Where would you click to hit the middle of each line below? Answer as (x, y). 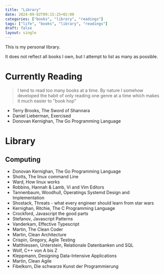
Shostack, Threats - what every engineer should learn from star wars (83, 203)
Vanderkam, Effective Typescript (46, 224)
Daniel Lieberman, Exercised (41, 116)
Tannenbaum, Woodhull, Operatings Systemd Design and (71, 192)
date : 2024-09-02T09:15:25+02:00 (40, 14)
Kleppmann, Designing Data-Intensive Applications (64, 256)
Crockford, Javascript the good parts (50, 213)
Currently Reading (44, 77)
